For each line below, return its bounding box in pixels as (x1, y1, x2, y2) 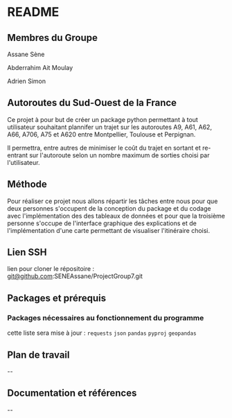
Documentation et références (7, 387, 137, 399)
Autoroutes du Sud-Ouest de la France (7, 97, 177, 109)
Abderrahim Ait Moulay (7, 64, 73, 71)
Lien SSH (7, 247, 47, 259)
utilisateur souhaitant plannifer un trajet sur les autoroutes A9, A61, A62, (7, 123, 213, 131)
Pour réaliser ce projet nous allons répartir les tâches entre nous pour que (7, 197, 218, 205)
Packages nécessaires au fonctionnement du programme (7, 313, 204, 322)
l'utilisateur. (7, 158, 40, 166)
